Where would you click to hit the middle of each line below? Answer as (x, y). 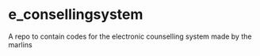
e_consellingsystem (76, 15)
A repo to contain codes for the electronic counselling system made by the (130, 36)
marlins (21, 44)
